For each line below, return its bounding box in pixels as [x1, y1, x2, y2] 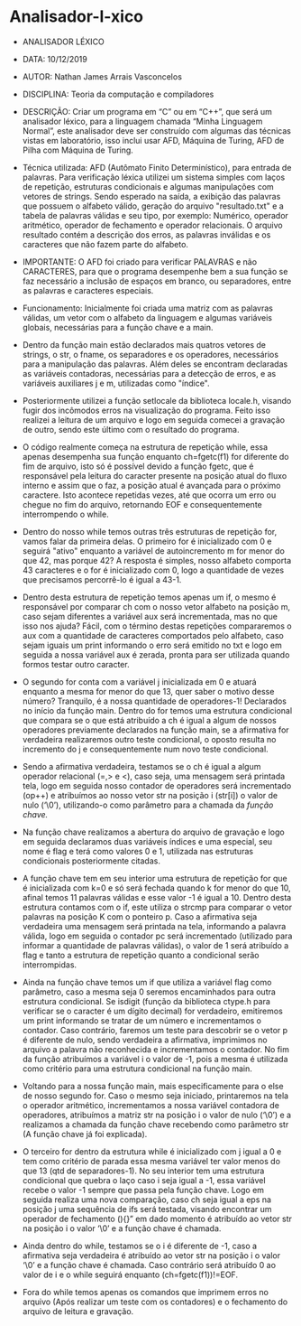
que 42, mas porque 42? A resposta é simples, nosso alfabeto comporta [22, 555, 291, 565]
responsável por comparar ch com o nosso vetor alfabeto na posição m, [22, 601, 291, 612]
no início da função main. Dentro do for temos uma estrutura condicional [22, 705, 293, 715]
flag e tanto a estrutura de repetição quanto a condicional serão [22, 949, 260, 960]
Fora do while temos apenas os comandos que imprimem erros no [22, 1286, 269, 1297]
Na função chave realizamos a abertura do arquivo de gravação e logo [22, 826, 286, 837]
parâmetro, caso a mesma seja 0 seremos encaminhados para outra [22, 986, 277, 997]
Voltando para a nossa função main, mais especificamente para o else [22, 1080, 284, 1091]
